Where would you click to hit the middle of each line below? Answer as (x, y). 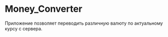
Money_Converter (44, 9)
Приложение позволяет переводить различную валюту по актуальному (84, 23)
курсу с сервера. (24, 28)
